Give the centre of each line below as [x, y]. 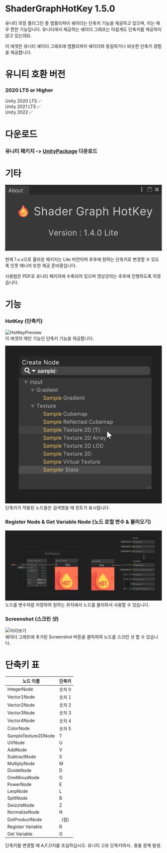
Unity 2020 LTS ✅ [24, 101]
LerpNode [18, 791]
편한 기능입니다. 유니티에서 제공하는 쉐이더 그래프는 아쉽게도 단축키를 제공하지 [86, 29]
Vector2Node [21, 705]
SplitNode [17, 798]
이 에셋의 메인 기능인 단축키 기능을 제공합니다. [50, 338]
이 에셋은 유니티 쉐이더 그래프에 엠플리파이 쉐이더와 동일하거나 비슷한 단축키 [79, 46]
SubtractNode [22, 756]
